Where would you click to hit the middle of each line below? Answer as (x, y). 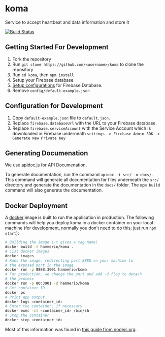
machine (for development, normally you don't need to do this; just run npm (81, 228)
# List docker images (27, 251)
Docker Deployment (36, 205)
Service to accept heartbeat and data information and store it (67, 22)
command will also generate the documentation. (54, 190)
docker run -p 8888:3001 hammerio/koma (46, 270)
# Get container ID (25, 288)
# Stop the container (27, 315)
